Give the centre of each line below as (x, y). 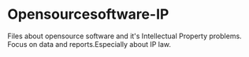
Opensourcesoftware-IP (88, 14)
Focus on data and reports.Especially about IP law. (89, 44)
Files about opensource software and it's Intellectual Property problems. (124, 36)
